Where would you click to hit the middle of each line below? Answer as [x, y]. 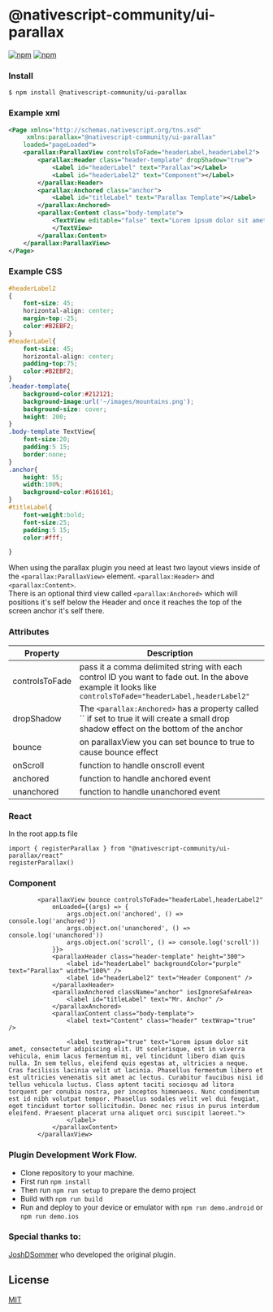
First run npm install [55, 1181]
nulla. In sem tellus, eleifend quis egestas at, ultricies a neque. [129, 1063]
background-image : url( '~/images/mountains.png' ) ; [109, 401]
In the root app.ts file [43, 834]
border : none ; [45, 454]
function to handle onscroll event [142, 765]
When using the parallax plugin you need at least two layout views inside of [134, 568]
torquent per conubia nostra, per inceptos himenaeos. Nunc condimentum [134, 1092]
